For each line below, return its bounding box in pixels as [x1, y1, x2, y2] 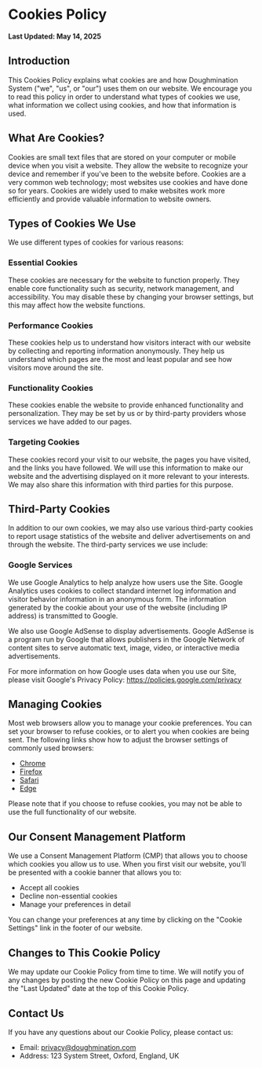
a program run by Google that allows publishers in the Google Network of [8, 635, 245, 644]
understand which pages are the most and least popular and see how [8, 354, 233, 363]
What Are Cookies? [8, 131, 105, 145]
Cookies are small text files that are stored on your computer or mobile [8, 152, 237, 162]
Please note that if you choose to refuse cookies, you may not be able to [8, 799, 242, 808]
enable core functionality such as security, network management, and [8, 283, 235, 293]
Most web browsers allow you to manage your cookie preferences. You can [8, 718, 253, 728]
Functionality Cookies [8, 382, 94, 393]
